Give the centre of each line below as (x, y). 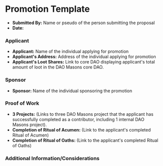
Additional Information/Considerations (52, 158)
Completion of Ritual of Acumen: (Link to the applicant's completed (81, 130)
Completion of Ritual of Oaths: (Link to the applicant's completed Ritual (85, 140)
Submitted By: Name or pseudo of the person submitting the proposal (83, 23)
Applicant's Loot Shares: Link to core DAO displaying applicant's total (83, 62)
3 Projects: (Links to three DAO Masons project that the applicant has (83, 114)
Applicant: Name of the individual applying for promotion (70, 51)
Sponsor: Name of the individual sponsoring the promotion (72, 91)
